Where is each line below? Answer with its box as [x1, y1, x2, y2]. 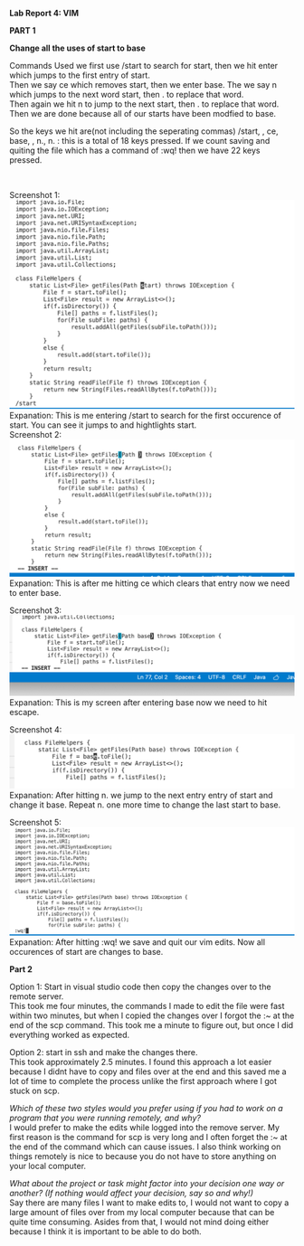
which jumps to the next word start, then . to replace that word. [9, 90, 244, 99]
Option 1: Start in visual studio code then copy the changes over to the [9, 981, 271, 992]
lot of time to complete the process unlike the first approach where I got [9, 1075, 278, 1086]
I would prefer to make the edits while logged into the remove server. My [9, 1121, 280, 1133]
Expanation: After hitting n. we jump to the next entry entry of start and [9, 790, 273, 801]
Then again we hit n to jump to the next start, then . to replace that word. [9, 99, 280, 109]
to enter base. [9, 587, 62, 598]
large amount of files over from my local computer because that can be [9, 1206, 275, 1217]
